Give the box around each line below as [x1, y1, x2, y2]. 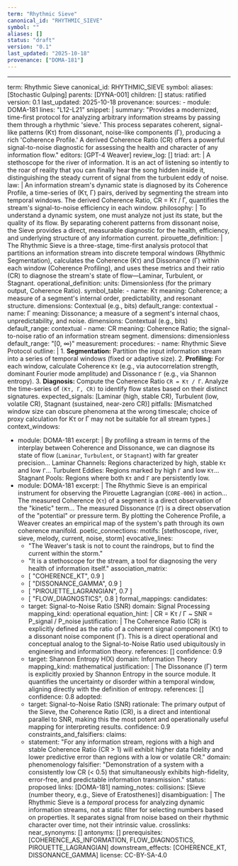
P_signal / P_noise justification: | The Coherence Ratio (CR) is [28, 617, 208, 625]
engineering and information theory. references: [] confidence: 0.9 [28, 647, 222, 655]
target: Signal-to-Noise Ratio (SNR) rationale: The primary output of [28, 700, 225, 708]
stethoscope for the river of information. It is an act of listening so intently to [7, 158, 229, 167]
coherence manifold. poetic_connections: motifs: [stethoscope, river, [17, 526, 219, 535]
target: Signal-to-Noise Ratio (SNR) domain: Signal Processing [28, 601, 210, 610]
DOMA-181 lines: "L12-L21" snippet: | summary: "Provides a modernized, [7, 105, 219, 114]
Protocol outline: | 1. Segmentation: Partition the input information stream [7, 346, 222, 355]
